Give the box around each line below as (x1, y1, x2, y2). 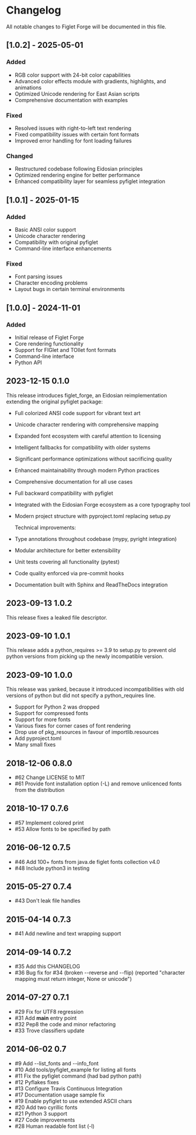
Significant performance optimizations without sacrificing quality (14, 455, 172, 462)
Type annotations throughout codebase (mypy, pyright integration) (14, 535, 177, 542)
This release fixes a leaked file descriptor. (6, 614, 107, 621)
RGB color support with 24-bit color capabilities (14, 71, 131, 79)
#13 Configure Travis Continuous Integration (14, 1085, 123, 1092)
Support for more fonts (14, 716, 71, 723)
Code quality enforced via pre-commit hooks (14, 569, 124, 576)
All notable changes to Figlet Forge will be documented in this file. (6, 23, 166, 30)
